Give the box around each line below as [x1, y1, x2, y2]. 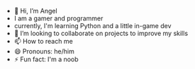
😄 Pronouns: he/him [13, 47, 74, 56]
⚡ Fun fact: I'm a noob [13, 55, 79, 63]
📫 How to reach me [13, 37, 73, 45]
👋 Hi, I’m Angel [13, 7, 58, 15]
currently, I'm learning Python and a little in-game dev [13, 22, 172, 30]
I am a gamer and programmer [13, 14, 104, 23]
